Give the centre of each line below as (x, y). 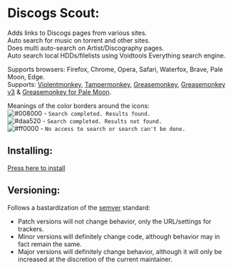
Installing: (30, 151)
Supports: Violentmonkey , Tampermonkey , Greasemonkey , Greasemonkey (116, 84)
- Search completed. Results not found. (102, 121)
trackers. (31, 228)
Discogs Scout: (53, 13)
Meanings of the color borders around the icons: (78, 105)
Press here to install (36, 168)
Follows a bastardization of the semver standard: (79, 207)
